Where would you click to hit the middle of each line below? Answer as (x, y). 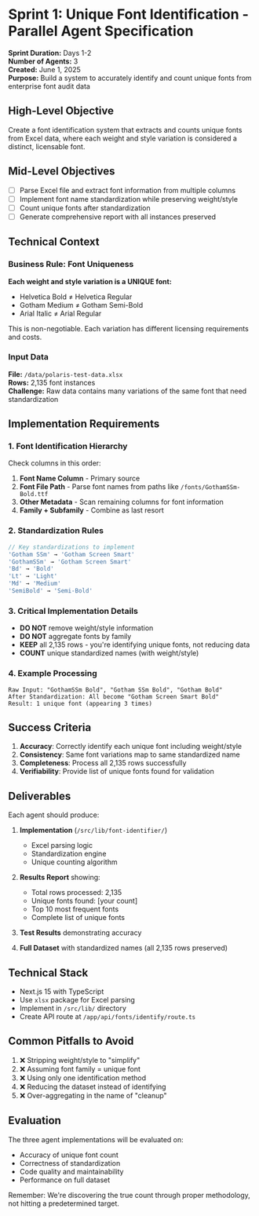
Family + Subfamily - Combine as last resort (91, 510)
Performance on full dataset (65, 1180)
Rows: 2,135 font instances (52, 382)
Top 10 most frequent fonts (75, 909)
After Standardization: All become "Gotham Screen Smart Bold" (114, 696)
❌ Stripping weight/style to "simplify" (80, 1060)
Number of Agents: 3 (43, 61)
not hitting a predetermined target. (64, 1203)
